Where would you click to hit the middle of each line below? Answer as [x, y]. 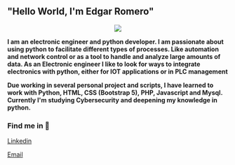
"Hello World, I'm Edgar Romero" [81, 12]
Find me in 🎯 [29, 126]
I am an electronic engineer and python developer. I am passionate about [116, 41]
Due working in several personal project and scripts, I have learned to [110, 85]
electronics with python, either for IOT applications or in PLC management [117, 71]
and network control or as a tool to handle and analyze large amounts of [114, 56]
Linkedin [20, 141]
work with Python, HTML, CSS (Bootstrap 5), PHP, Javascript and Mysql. [115, 92]
